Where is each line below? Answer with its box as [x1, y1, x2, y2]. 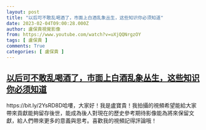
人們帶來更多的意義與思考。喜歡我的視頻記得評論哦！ [22, 117, 157, 124]
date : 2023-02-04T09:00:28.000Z [6, 20, 89, 26]
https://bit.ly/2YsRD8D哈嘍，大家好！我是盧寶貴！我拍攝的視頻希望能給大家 [6, 101, 197, 109]
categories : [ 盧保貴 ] [6, 49, 64, 55]
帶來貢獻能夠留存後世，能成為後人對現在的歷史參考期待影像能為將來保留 [6, 109, 189, 117]
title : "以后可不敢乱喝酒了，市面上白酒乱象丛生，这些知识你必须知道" [6, 15, 164, 21]
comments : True [6, 43, 45, 49]
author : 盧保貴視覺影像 [6, 26, 61, 32]
